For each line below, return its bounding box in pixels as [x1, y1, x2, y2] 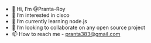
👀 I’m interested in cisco [11, 12, 70, 19]
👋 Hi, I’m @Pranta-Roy [11, 6, 66, 12]
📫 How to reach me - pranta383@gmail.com [11, 31, 121, 37]
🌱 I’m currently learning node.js [11, 18, 88, 24]
